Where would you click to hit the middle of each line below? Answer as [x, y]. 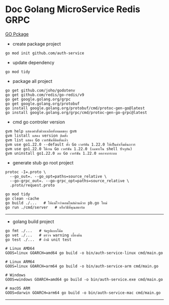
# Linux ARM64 [20, 262]
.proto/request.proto [32, 185]
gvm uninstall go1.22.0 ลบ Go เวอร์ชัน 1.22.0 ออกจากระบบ [61, 153]
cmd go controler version [39, 122]
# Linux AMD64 [20, 248]
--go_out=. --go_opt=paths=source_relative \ [58, 176]
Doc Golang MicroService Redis [73, 9]
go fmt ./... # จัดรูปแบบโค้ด [34, 231]
